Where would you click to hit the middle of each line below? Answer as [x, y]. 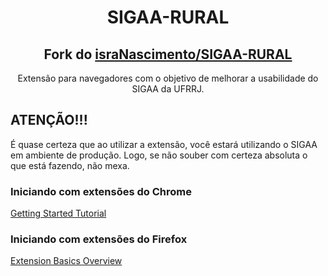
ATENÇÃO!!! [49, 120]
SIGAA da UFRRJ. [168, 89]
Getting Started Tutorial [58, 213]
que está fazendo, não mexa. [70, 165]
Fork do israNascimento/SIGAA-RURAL [168, 54]
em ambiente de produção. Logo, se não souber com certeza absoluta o [159, 155]
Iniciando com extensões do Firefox [99, 239]
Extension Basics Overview [66, 261]
